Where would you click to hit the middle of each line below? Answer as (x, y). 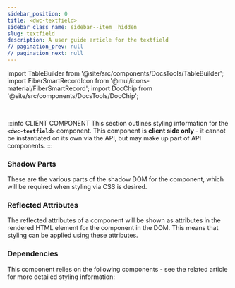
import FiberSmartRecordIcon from (58, 80)
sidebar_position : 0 (38, 14)
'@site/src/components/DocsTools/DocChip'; (73, 95)
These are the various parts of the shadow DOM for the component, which (116, 179)
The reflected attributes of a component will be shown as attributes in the (114, 220)
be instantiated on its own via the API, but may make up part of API (104, 138)
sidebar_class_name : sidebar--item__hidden (72, 27)
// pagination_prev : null (45, 47)
